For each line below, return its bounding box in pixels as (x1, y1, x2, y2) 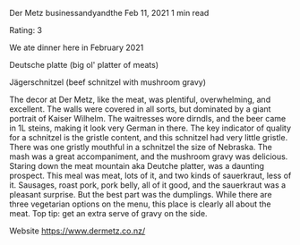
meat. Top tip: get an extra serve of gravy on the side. (9, 208, 208, 218)
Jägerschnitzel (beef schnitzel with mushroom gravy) (9, 77, 207, 88)
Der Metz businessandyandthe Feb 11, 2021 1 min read (9, 8, 210, 18)
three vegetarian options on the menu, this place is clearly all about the (9, 199, 271, 209)
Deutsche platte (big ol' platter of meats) (9, 60, 159, 70)
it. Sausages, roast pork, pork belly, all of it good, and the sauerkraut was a (9, 180, 287, 190)
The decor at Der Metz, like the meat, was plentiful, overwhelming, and (9, 94, 271, 105)
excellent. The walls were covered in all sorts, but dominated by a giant (9, 104, 271, 114)
